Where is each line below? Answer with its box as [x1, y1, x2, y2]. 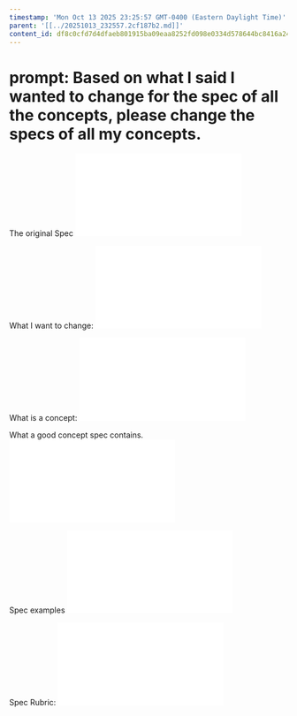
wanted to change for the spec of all [9, 86, 279, 106]
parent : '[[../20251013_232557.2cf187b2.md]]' [9, 21, 184, 30]
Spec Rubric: [9, 697, 57, 708]
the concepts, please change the [9, 105, 255, 125]
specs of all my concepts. [9, 124, 202, 144]
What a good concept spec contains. [9, 430, 144, 440]
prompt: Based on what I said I [9, 67, 236, 88]
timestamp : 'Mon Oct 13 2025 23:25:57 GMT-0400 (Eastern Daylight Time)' [9, 12, 287, 22]
